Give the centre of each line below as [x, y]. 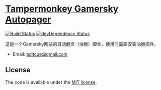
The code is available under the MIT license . [51, 82]
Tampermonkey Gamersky [62, 9]
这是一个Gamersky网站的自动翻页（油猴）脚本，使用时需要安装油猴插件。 [82, 44]
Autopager [28, 19]
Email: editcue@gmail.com [40, 54]
